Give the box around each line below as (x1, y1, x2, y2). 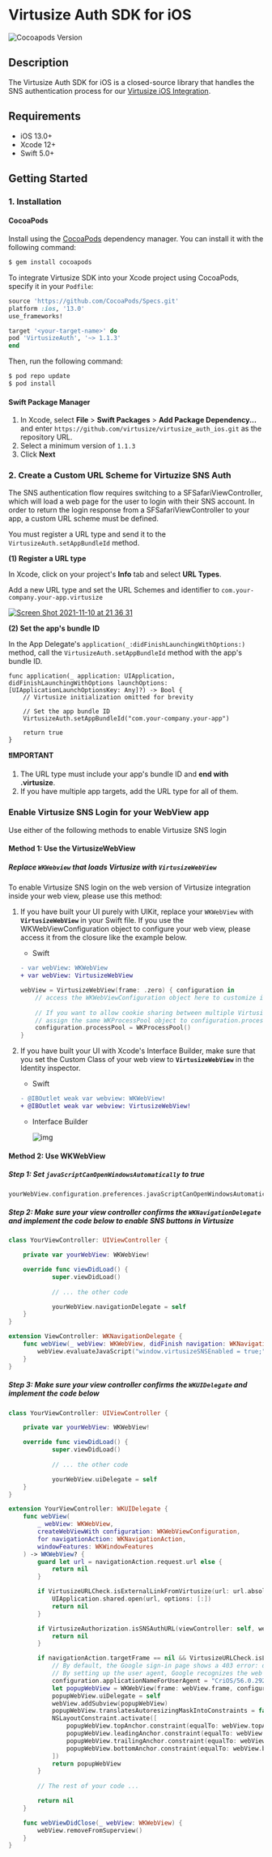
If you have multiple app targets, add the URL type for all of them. (19, 787, 239, 797)
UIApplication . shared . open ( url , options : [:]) (51, 1595, 212, 1604)
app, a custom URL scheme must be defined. (8, 514, 159, 524)
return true (23, 729, 63, 737)
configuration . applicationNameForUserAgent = (51, 1676, 208, 1685)
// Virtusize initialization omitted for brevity (23, 694, 194, 702)
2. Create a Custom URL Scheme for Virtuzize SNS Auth (8, 470, 232, 481)
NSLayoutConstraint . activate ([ (51, 1715, 158, 1723)
